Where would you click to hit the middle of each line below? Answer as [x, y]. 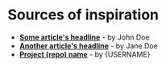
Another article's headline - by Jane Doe [88, 45]
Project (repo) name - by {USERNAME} [85, 54]
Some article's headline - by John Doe [84, 37]
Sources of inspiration [83, 15]
